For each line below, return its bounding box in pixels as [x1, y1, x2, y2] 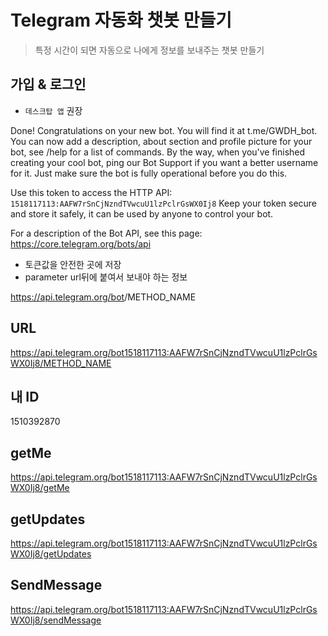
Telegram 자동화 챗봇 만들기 [10, 9, 232, 32]
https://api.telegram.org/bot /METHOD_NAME [10, 291, 197, 303]
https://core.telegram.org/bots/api [10, 237, 152, 250]
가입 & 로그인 [10, 76, 87, 93]
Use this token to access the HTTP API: [10, 186, 173, 198]
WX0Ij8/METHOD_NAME [10, 357, 112, 369]
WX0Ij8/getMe [10, 482, 70, 494]
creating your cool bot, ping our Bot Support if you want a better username [10, 156, 319, 168]
